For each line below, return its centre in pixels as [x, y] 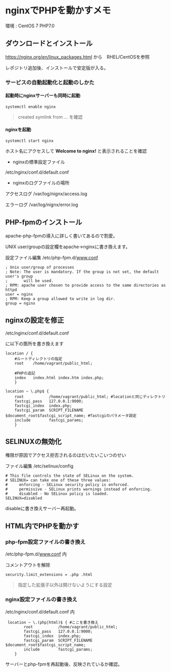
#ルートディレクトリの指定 [38, 359]
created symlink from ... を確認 [50, 117]
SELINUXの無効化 [34, 442]
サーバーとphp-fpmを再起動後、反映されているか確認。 [64, 664]
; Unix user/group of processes [40, 267]
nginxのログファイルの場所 [41, 183]
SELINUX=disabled [24, 498]
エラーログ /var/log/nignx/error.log [42, 205]
